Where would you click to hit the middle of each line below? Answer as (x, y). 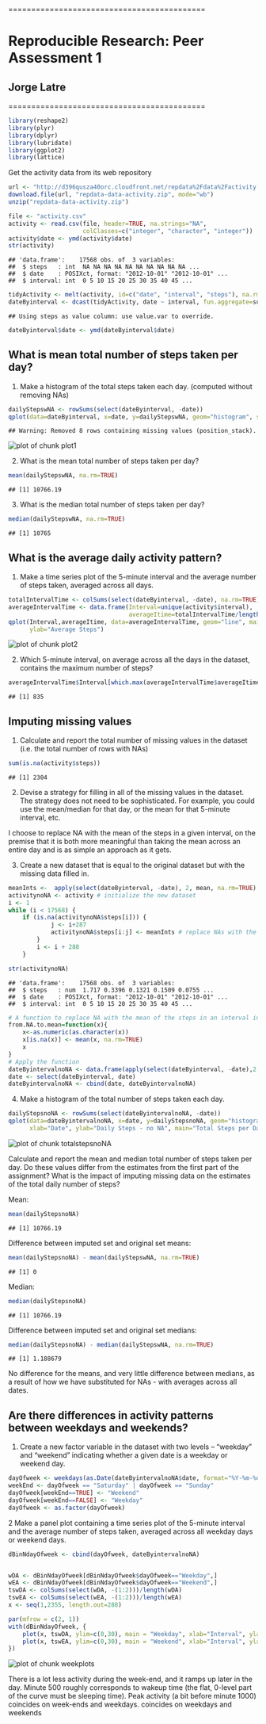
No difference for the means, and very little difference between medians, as (131, 1374)
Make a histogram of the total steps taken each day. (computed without (136, 386)
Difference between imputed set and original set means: (100, 1243)
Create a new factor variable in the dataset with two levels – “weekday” (135, 1447)
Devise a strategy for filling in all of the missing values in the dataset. (132, 792)
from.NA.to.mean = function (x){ (58, 1025)
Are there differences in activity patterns (111, 1415)
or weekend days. (37, 1539)
